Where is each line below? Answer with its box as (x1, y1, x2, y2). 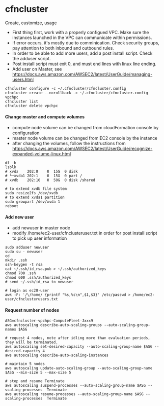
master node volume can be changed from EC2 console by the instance (12, 135, 158, 141)
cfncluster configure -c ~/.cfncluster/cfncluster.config (5, 86, 126, 91)
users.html (12, 76, 34, 82)
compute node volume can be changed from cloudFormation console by (12, 125, 159, 131)
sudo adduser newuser (5, 245, 50, 250)
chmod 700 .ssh (5, 271, 36, 276)
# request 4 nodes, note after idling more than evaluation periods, (5, 335, 151, 340)
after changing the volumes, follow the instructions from (12, 141, 126, 147)
